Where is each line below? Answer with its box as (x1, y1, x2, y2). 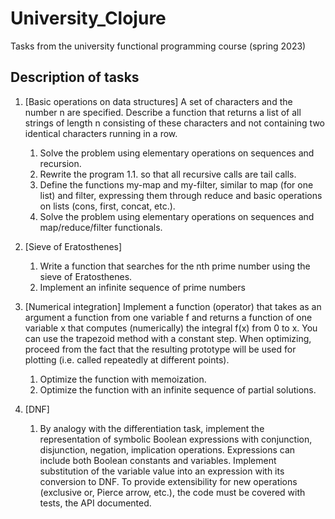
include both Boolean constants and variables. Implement (39, 454, 277, 466)
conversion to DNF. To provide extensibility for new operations (39, 475, 298, 487)
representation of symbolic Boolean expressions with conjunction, (39, 433, 313, 445)
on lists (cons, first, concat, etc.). (39, 200, 176, 212)
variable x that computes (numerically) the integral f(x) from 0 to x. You (24, 322, 318, 334)
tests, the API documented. (39, 497, 152, 509)
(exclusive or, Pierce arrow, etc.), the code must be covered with (39, 486, 306, 498)
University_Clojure (10, 7, 167, 30)
